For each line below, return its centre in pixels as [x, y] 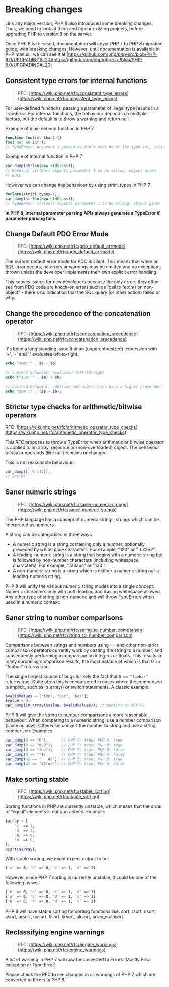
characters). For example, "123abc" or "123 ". [59, 565]
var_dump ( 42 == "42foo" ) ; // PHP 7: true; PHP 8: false [65, 764]
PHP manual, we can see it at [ [37, 54]
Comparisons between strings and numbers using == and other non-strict [82, 645]
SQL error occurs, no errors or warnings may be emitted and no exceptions [83, 267]
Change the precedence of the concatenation [78, 314]
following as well [23, 883]
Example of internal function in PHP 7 [44, 156]
